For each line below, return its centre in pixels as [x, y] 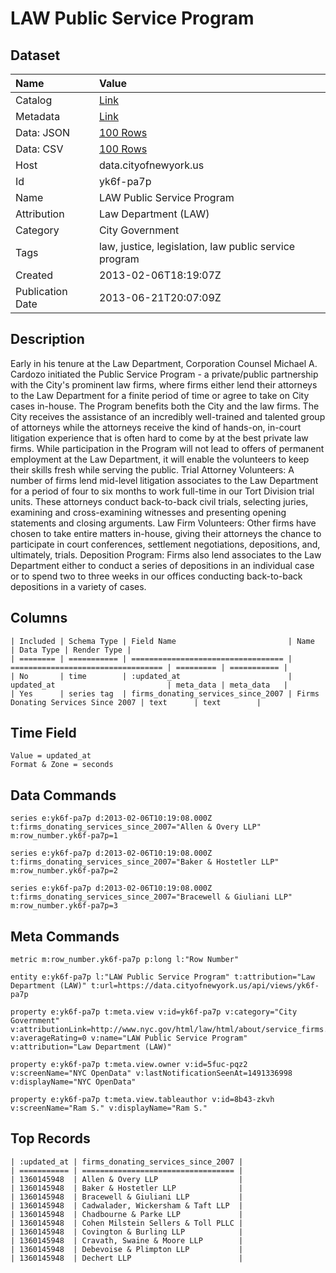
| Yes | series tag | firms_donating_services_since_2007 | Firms [165, 693]
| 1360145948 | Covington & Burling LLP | [127, 1232]
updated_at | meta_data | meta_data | [149, 685]
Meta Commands [65, 936]
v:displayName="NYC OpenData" [73, 1082]
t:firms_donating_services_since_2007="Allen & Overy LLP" [136, 827]
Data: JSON [43, 132]
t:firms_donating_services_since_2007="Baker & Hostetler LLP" [145, 862]
